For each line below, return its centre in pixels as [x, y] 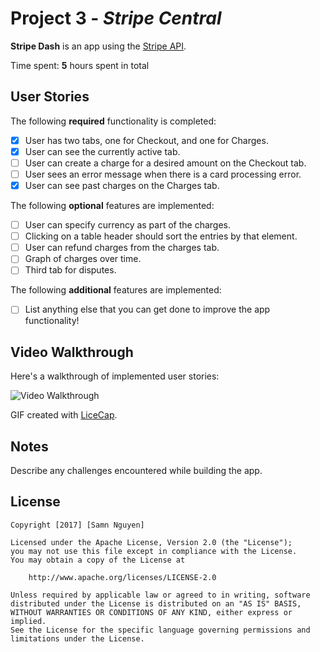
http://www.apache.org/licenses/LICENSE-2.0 [122, 577]
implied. [28, 621]
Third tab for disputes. [70, 270]
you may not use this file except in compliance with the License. [154, 551]
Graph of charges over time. [83, 259]
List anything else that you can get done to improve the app [147, 309]
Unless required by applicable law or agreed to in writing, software [160, 595]
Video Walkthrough [72, 352]
